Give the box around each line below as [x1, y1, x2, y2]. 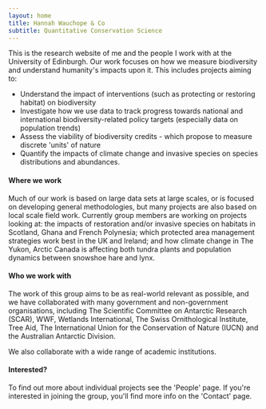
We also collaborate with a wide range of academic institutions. [8, 347, 217, 356]
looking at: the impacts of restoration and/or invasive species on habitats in [8, 219, 256, 228]
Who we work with [8, 271, 72, 280]
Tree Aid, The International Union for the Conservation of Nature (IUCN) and [8, 323, 259, 332]
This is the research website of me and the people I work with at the [8, 49, 232, 58]
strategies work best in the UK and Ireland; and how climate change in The [8, 236, 254, 245]
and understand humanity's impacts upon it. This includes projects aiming [8, 66, 252, 75]
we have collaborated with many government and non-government [8, 297, 228, 307]
